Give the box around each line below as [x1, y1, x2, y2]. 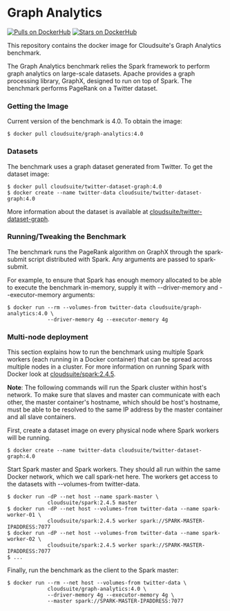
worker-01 [7, 511, 36, 519]
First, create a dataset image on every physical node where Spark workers [7, 426, 220, 434]
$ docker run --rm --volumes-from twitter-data [7, 303, 147, 311]
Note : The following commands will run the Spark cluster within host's [7, 383, 207, 392]
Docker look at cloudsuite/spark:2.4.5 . [7, 370, 116, 378]
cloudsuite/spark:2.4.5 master [47, 499, 137, 506]
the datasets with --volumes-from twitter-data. [7, 480, 140, 488]
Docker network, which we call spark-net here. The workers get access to [7, 472, 218, 481]
